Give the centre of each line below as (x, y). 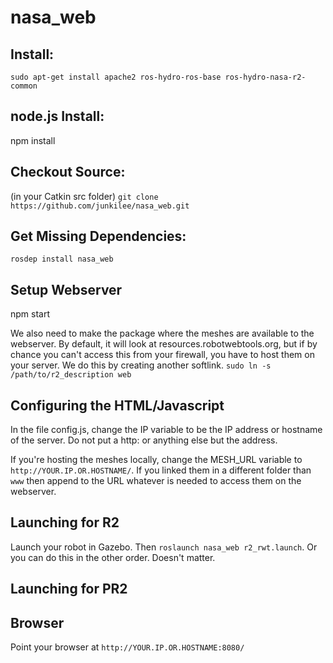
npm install (33, 140)
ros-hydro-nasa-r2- (265, 77)
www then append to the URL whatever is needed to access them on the (156, 481)
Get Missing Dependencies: (98, 236)
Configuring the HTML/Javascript (117, 405)
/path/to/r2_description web (71, 375)
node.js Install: (57, 116)
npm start (30, 314)
